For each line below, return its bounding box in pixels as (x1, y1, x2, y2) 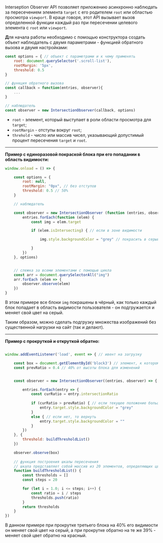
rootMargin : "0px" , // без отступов (22, 184, 97, 189)
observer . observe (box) (14, 450, 60, 455)
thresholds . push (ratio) (31, 495, 79, 500)
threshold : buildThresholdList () (22, 437, 90, 442)
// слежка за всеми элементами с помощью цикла (14, 268, 112, 273)
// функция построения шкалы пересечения (14, 459, 98, 464)
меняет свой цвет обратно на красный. (5, 533, 87, 539)
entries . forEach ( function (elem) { (22, 215, 95, 220)
